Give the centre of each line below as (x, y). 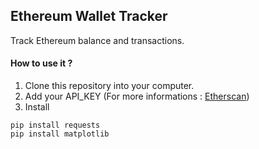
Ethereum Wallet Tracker (89, 16)
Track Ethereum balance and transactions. (97, 40)
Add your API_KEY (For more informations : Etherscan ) (137, 96)
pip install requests (55, 125)
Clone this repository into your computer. (109, 86)
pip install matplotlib (60, 134)
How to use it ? (41, 63)
